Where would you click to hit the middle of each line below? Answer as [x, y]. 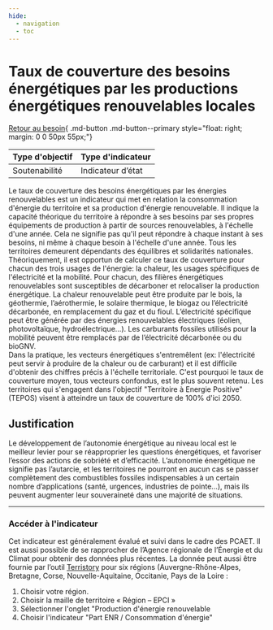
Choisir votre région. [54, 592]
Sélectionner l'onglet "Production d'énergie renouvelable [115, 609]
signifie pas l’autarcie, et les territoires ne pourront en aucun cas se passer [134, 469]
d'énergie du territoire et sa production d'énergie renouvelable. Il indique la [134, 208]
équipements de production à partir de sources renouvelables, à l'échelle [131, 225]
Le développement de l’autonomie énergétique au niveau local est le [123, 443]
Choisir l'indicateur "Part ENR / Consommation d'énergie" [116, 618]
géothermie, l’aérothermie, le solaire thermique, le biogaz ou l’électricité [128, 303]
